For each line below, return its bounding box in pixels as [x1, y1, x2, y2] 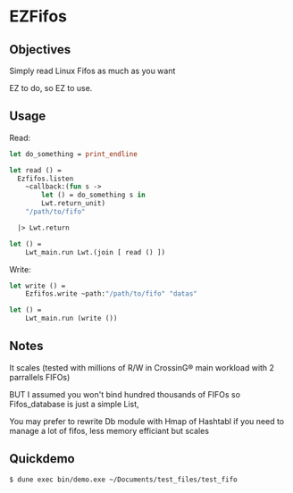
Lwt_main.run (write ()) [25, 314, 118, 323]
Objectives [9, 42, 71, 57]
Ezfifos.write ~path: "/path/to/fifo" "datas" [25, 289, 198, 298]
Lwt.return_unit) [41, 199, 105, 208]
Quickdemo [9, 451, 75, 466]
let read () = [9, 165, 63, 175]
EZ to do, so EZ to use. [9, 83, 93, 93]
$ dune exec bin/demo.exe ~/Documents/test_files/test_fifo [9, 475, 239, 484]
